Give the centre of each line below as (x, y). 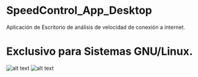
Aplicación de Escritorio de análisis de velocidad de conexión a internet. (96, 27)
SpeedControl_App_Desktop (79, 11)
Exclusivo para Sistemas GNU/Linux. (100, 51)
